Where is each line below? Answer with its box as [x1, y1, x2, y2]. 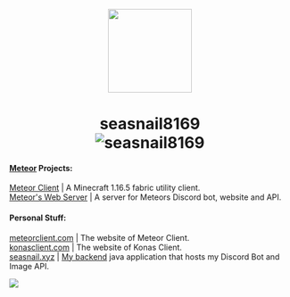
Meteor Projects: [9, 162, 73, 173]
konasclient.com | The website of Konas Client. [9, 242, 183, 252]
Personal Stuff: [9, 212, 67, 223]
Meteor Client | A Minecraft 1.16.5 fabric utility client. [9, 183, 201, 194]
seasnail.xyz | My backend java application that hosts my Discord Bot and [9, 251, 280, 262]
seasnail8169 [99, 114, 201, 134]
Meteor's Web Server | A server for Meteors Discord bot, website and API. [9, 192, 282, 202]
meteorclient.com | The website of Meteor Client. [9, 232, 190, 243]
